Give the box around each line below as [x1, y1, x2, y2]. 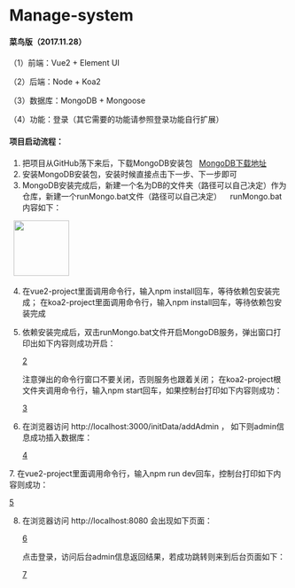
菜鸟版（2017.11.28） [9, 36, 87, 47]
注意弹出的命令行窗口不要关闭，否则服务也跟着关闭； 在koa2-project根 [21, 373, 282, 384]
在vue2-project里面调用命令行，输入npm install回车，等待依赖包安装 [21, 286, 273, 296]
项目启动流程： [9, 136, 64, 146]
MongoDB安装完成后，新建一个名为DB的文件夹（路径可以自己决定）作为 [21, 179, 287, 191]
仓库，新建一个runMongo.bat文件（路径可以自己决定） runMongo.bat [21, 191, 283, 201]
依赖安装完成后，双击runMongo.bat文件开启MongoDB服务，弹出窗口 [21, 326, 274, 337]
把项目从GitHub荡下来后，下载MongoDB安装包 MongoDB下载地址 [21, 157, 268, 169]
